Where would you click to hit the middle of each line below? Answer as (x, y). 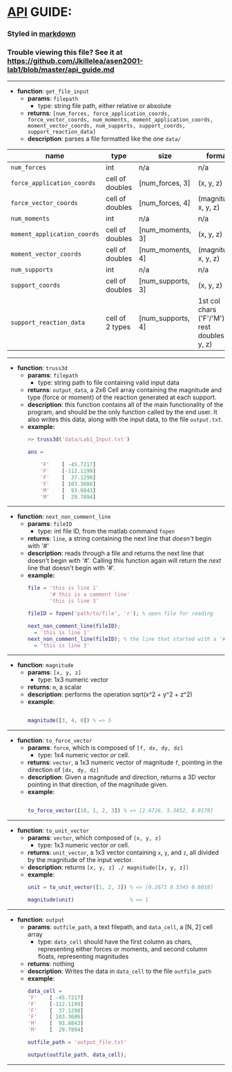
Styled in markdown (41, 34)
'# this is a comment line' (89, 595)
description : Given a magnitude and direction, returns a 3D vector (122, 777)
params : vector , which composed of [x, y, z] (94, 838)
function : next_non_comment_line (64, 516)
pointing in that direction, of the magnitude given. (98, 784)
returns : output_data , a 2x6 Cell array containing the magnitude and (125, 390)
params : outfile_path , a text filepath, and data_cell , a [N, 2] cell (120, 926)
